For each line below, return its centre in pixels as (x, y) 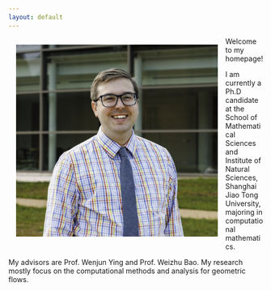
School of (241, 117)
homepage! (244, 58)
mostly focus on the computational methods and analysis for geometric (127, 271)
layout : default (36, 17)
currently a (243, 83)
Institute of (243, 160)
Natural (237, 169)
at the (235, 109)
